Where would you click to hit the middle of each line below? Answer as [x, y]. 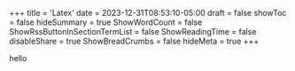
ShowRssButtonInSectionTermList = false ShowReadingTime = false [133, 32]
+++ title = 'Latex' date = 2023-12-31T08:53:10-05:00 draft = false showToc [148, 13]
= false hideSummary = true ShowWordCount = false [106, 22]
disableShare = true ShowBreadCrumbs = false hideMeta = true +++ [134, 41]
